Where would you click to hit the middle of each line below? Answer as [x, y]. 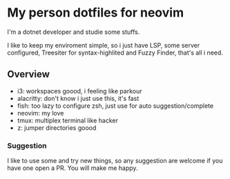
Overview [29, 74]
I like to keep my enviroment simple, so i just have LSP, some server [104, 45]
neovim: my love [40, 113]
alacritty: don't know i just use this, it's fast [78, 98]
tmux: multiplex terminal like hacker [68, 120]
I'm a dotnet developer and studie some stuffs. [74, 32]
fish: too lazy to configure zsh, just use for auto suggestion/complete [115, 106]
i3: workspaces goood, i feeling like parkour [79, 91]
